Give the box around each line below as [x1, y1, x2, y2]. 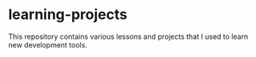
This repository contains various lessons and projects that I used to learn [8, 32, 249, 41]
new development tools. [8, 40, 88, 49]
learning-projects [8, 6, 128, 24]
